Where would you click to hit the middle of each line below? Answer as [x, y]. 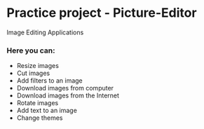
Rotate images [38, 103]
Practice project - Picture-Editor [102, 13]
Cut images [33, 73]
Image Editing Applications [45, 32]
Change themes [40, 118]
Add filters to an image [50, 81]
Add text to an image [47, 111]
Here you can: [31, 50]
